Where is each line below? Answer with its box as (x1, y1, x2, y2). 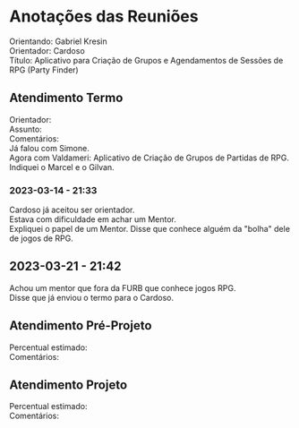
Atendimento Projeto (9, 378, 128, 393)
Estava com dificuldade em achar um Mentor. (9, 214, 177, 225)
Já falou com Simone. (9, 142, 90, 153)
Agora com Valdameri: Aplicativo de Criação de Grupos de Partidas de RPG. (9, 152, 289, 163)
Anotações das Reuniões (9, 6, 199, 27)
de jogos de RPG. (9, 233, 73, 244)
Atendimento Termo (9, 90, 124, 106)
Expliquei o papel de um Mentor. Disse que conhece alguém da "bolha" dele (9, 224, 291, 235)
